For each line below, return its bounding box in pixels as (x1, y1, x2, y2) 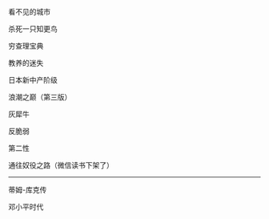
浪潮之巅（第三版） (8, 92, 72, 102)
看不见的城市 (8, 7, 50, 16)
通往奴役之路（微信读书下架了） (8, 160, 114, 170)
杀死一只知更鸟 (8, 24, 58, 34)
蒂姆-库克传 (8, 185, 47, 194)
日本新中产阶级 (8, 75, 58, 84)
